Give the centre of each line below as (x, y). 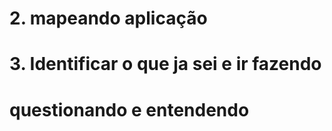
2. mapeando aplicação (108, 18)
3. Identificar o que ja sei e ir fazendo (165, 64)
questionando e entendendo (129, 109)
